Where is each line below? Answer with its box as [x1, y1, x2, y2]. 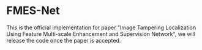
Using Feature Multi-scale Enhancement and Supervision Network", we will [6, 30, 196, 37]
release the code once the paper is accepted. [6, 37, 121, 44]
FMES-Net [6, 4, 60, 18]
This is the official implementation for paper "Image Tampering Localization [6, 24, 196, 31]
